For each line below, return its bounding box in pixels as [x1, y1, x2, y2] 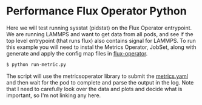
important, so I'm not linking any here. [6, 92, 101, 99]
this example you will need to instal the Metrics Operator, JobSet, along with [6, 43, 197, 51]
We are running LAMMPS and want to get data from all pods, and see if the [6, 30, 194, 37]
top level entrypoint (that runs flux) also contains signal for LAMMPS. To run [6, 37, 196, 44]
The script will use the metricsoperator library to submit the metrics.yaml [6, 72, 188, 80]
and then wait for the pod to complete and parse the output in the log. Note [6, 78, 194, 86]
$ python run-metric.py [6, 62, 67, 68]
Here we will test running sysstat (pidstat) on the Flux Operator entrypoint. [6, 24, 192, 31]
